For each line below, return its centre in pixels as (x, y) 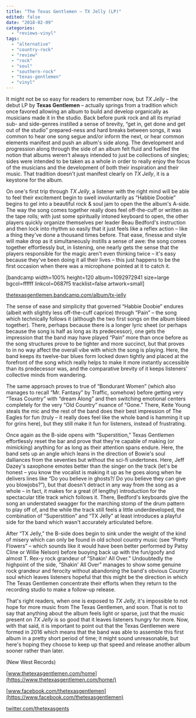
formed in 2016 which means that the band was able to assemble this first (95, 632)
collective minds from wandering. (46, 375)
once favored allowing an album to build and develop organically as (87, 111)
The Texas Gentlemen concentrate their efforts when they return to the (92, 583)
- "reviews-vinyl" (34, 33)
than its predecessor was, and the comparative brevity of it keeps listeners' (97, 369)
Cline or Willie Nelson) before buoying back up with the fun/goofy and (91, 552)
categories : (20, 28)
